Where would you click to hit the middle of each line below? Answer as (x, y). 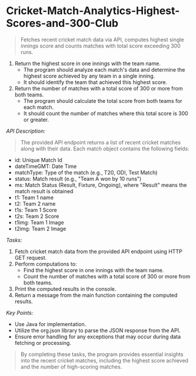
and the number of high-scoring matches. (71, 367)
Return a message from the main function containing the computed (96, 295)
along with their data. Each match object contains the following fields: (105, 149)
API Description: (26, 131)
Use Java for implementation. (50, 324)
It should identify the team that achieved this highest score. (95, 82)
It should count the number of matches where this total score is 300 (106, 113)
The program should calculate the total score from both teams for (103, 100)
